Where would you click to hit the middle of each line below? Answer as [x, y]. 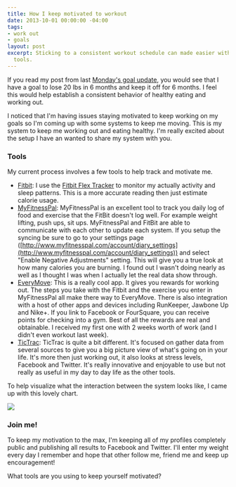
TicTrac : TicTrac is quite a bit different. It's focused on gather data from [121, 343]
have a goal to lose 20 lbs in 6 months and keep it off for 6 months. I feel [112, 87]
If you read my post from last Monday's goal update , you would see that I [113, 80]
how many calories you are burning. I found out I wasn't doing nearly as [121, 267]
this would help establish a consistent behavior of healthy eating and [106, 94]
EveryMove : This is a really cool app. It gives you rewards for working [118, 283]
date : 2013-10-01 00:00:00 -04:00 [58, 20]
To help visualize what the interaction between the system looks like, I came [117, 386]
